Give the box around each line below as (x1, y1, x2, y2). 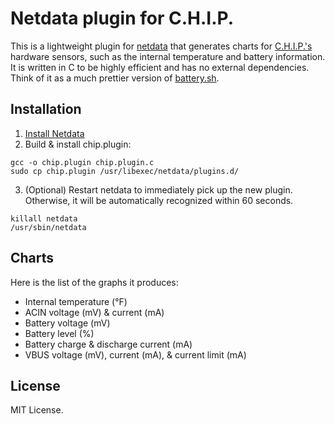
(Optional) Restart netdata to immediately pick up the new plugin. (24, 183, 293, 196)
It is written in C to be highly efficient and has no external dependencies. (10, 61, 310, 73)
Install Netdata (24, 127, 85, 139)
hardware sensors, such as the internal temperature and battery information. (10, 50, 326, 62)
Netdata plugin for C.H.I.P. (10, 7, 235, 30)
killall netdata (10, 213, 78, 224)
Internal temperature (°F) (24, 295, 128, 307)
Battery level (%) (24, 327, 95, 339)
